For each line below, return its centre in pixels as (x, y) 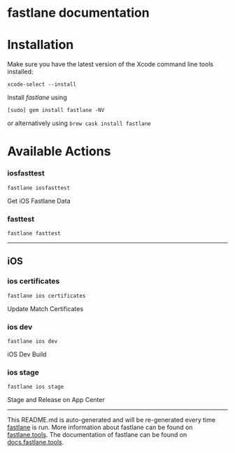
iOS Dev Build (27, 354)
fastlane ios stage (36, 387)
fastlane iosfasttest (39, 188)
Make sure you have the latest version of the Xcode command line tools (111, 64)
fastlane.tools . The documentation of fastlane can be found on (97, 435)
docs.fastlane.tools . (36, 443)
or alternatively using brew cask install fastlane (79, 123)
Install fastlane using (37, 98)
